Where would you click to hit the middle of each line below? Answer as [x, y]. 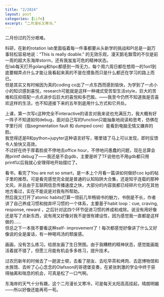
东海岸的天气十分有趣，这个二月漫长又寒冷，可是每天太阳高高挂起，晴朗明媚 [82, 284]
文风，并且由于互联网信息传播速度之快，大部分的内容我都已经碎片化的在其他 [82, 185]
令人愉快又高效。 [22, 144]
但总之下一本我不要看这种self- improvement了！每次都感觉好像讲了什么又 [79, 228]
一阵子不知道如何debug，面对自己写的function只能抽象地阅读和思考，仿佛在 [82, 120]
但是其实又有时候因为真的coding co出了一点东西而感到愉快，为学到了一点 [79, 85]
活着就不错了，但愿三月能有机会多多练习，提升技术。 [59, 251]
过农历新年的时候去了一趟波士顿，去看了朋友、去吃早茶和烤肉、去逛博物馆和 [82, 261]
